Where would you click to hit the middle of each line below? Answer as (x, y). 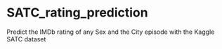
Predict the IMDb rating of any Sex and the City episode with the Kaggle (111, 32)
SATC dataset (26, 39)
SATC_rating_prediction (77, 13)
